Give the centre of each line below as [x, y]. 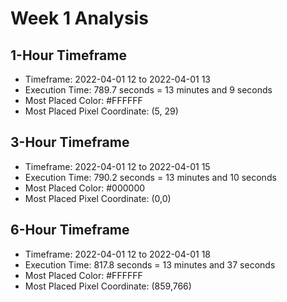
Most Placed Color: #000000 [85, 188]
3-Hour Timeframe [70, 142]
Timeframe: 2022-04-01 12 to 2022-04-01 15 [117, 166]
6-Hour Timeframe [70, 230]
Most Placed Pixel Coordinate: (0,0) [98, 198]
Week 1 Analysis [79, 18]
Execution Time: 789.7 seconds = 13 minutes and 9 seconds [148, 90]
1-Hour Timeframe [68, 55]
